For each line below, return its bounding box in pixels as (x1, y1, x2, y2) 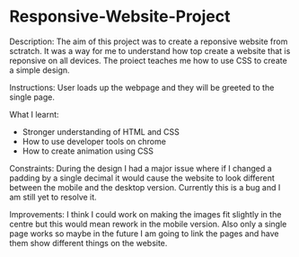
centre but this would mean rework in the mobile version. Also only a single (9, 218, 287, 229)
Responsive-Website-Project (9, 6, 231, 27)
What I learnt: (9, 109, 60, 120)
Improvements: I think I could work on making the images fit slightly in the (9, 208, 282, 219)
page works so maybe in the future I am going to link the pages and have (9, 227, 279, 239)
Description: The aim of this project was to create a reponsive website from (9, 36, 288, 47)
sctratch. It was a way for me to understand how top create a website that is (9, 45, 291, 56)
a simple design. (9, 65, 70, 75)
